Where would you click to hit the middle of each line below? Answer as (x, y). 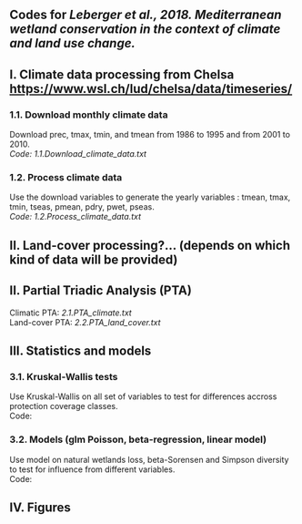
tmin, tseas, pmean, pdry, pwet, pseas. (82, 207)
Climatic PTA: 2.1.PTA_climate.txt (70, 313)
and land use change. (73, 43)
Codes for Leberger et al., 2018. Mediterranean (146, 15)
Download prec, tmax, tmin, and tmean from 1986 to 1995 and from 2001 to (150, 135)
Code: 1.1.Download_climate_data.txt (78, 154)
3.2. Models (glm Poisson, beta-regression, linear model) (138, 439)
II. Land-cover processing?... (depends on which (150, 245)
